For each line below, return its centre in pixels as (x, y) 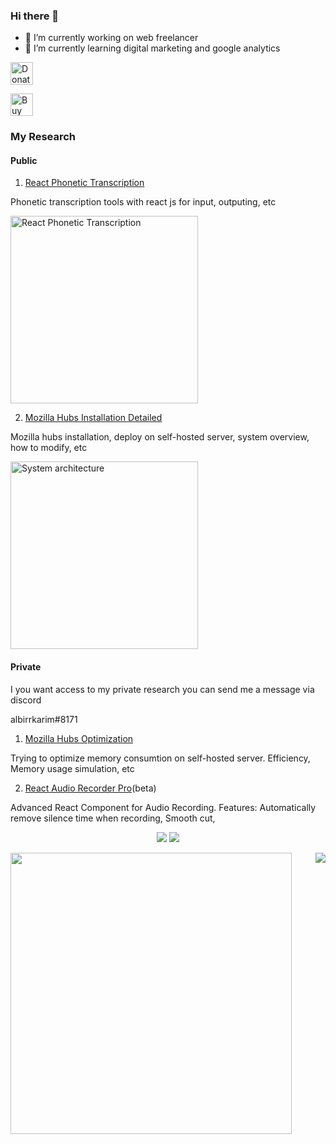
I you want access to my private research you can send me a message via (162, 689)
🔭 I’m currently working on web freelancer (111, 38)
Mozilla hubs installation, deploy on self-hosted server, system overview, (160, 437)
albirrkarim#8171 (44, 719)
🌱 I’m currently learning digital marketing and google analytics (152, 48)
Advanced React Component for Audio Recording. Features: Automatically (163, 807)
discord (26, 700)
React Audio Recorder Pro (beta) (90, 788)
